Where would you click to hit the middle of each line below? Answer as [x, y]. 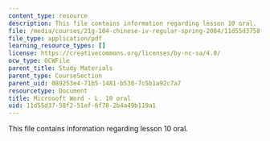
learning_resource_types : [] [57, 46]
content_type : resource [48, 16]
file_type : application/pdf [55, 38]
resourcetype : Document [48, 91]
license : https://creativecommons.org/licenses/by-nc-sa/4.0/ [115, 53]
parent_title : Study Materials [61, 68]
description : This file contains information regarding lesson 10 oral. [133, 23]
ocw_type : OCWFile [39, 61]
